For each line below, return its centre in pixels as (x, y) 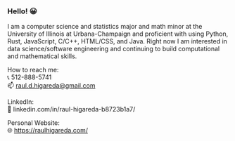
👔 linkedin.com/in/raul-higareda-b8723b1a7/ (71, 109)
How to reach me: (33, 70)
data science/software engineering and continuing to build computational (114, 49)
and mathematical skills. (42, 56)
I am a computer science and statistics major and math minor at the (105, 27)
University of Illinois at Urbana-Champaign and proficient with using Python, (118, 34)
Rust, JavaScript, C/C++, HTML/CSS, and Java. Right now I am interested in (117, 41)
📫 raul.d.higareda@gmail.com (51, 86)
